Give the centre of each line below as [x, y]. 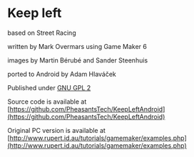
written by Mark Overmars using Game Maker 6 [77, 46]
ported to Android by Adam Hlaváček [62, 74]
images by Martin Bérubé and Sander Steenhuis [78, 60]
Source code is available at [47, 102]
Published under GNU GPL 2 [49, 87]
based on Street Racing [42, 33]
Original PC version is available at [56, 130]
